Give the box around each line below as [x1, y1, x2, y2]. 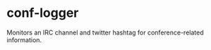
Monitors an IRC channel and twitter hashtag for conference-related [6, 28, 204, 37]
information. [6, 35, 42, 44]
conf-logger [6, 5, 79, 21]
